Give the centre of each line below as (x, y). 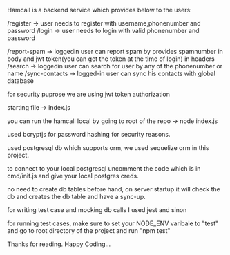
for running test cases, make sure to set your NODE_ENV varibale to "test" (113, 223)
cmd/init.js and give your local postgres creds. (73, 176)
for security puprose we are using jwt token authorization (89, 94)
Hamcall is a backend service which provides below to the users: (99, 10)
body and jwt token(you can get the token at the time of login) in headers (111, 59)
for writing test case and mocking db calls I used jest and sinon (97, 210)
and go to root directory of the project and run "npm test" (89, 230)
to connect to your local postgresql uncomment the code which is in (104, 168)
